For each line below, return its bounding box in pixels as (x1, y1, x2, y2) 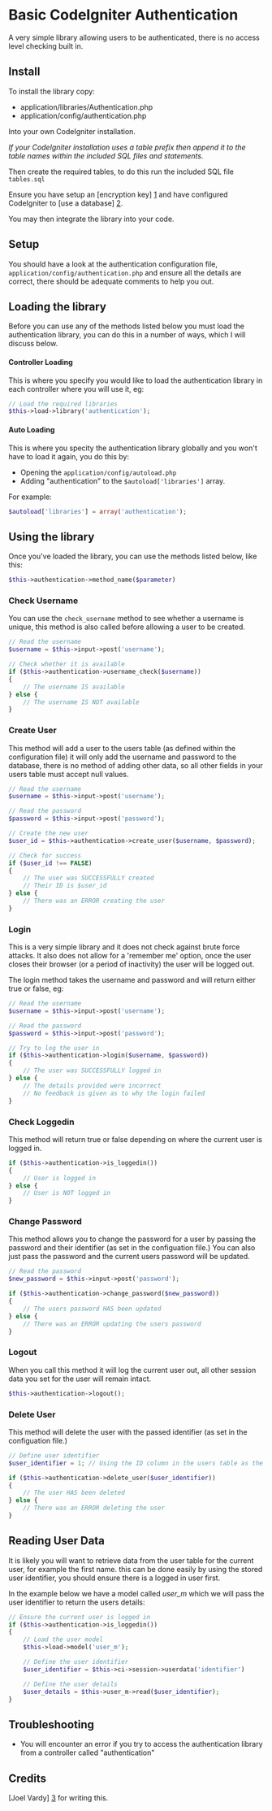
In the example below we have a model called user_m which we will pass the (8, 1588, 265, 1598)
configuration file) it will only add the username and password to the (8, 752, 237, 762)
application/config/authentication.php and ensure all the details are (8, 267, 242, 277)
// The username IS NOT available (23, 697, 140, 706)
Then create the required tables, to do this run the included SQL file (8, 167, 234, 176)
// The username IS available (23, 683, 126, 691)
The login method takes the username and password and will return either (8, 975, 256, 985)
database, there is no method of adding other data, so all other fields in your (8, 760, 264, 770)
